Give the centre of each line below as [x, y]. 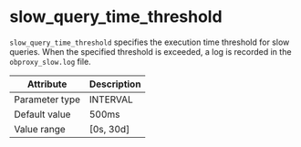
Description [115, 84]
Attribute [47, 84]
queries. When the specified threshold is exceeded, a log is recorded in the [150, 51]
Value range [40, 129]
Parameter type [47, 100]
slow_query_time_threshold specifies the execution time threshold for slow [150, 42]
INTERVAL [111, 100]
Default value [42, 114]
